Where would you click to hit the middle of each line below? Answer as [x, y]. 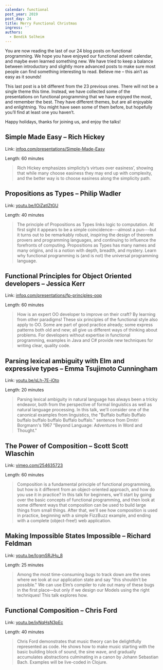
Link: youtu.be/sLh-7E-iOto [32, 380]
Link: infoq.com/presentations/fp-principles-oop [54, 295]
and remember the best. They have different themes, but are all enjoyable [79, 102]
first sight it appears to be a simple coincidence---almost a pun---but [87, 229]
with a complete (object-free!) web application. [64, 520]
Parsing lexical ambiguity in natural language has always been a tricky [87, 400]
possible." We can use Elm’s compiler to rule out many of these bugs [86, 584]
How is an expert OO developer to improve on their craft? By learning [86, 314]
